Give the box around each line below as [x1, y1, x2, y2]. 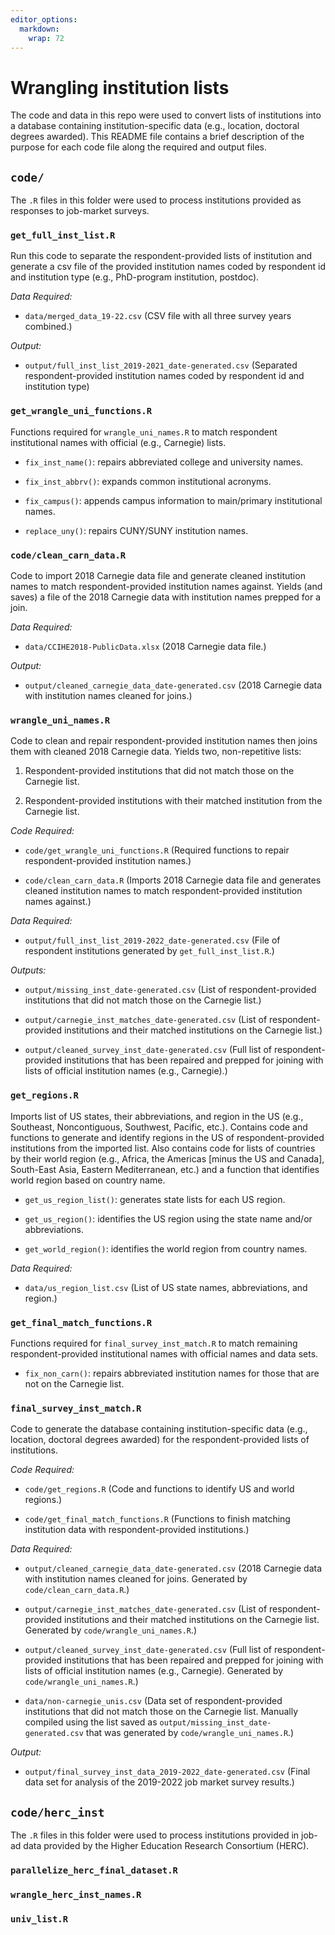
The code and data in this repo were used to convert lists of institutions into [10, 109, 322, 121]
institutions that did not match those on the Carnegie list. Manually [24, 1706, 299, 1718]
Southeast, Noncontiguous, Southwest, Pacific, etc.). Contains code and [10, 1121, 308, 1133]
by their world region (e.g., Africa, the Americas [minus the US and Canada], [10, 1152, 325, 1165]
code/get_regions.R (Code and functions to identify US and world [24, 1483, 295, 1495]
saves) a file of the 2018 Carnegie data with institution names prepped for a [10, 591, 322, 603]
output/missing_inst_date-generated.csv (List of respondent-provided [24, 984, 317, 996]
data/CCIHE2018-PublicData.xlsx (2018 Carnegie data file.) [24, 641, 267, 653]
